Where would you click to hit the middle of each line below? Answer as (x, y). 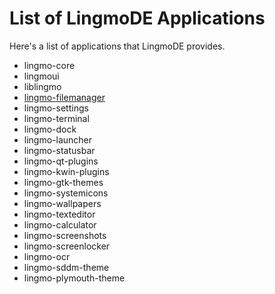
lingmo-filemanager (64, 97)
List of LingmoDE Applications (137, 18)
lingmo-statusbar (59, 150)
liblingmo (42, 86)
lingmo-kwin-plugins (66, 171)
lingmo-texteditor (59, 214)
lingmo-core (49, 65)
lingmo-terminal (56, 118)
